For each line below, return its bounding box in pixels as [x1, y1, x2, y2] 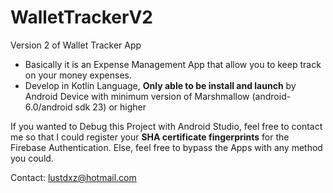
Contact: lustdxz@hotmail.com [10, 171, 137, 183]
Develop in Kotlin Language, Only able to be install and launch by [24, 79, 297, 91]
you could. [10, 152, 54, 164]
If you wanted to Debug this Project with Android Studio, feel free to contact [10, 120, 323, 132]
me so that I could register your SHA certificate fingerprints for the [10, 131, 290, 143]
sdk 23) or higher [74, 101, 147, 113]
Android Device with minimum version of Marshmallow [24, 90, 250, 102]
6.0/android [24, 101, 73, 113]
